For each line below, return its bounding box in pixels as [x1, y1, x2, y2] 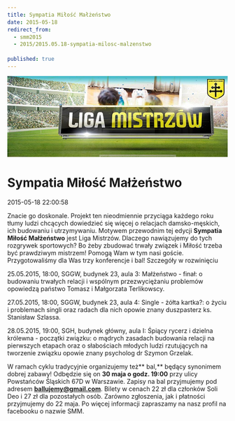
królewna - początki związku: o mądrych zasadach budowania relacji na [7, 334, 215, 343]
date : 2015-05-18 [7, 18, 58, 26]
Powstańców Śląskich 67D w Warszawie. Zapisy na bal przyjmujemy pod [7, 378, 218, 386]
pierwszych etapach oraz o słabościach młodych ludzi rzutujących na [7, 341, 208, 350]
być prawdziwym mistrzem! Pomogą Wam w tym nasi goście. [7, 249, 184, 257]
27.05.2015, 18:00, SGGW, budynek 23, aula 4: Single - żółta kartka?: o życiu [7, 298, 227, 307]
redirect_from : [7, 26, 52, 33]
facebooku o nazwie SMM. [7, 407, 85, 415]
